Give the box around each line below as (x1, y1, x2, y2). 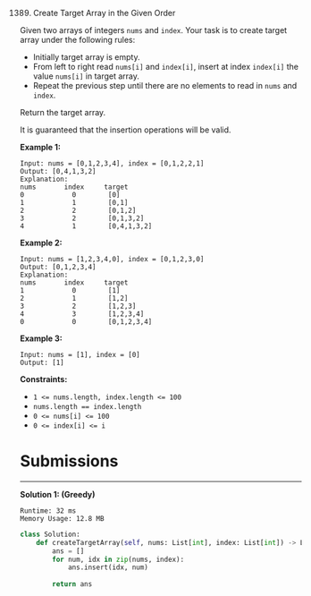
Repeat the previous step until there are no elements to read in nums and (32, 81, 298, 90)
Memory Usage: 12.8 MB (20, 514, 105, 523)
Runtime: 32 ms (20, 506, 77, 515)
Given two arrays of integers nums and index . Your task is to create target (20, 25, 288, 35)
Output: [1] (20, 358, 64, 367)
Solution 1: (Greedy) (20, 489, 96, 499)
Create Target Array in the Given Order (32, 8, 176, 18)
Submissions (20, 451, 119, 472)
